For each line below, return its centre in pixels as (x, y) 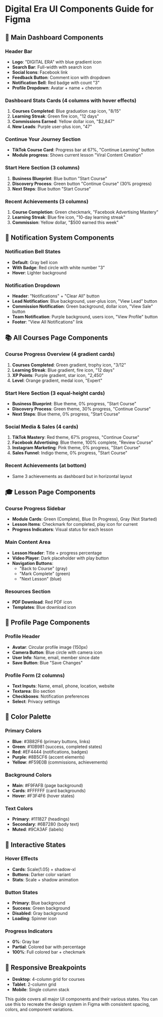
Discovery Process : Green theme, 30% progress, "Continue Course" (81, 409)
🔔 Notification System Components (60, 238)
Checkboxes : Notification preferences (51, 696)
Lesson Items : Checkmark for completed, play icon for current (75, 524)
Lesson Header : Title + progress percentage (57, 553)
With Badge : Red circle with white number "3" (58, 268)
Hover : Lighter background (39, 272)
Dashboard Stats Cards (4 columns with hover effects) (71, 100)
